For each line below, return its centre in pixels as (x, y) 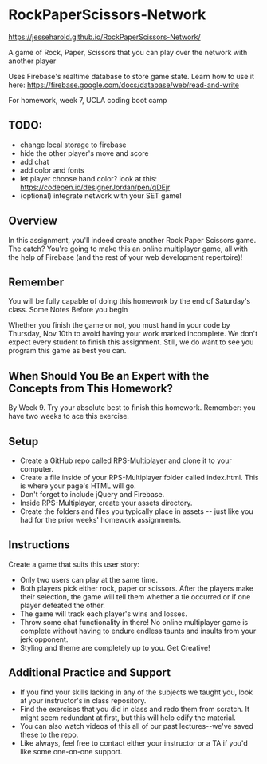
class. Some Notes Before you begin (68, 310)
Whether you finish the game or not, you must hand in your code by (119, 325)
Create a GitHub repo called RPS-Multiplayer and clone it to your (126, 460)
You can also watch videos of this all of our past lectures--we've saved (136, 726)
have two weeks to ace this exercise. (69, 416)
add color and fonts (52, 170)
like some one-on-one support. (71, 751)
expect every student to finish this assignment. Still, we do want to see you (131, 342)
